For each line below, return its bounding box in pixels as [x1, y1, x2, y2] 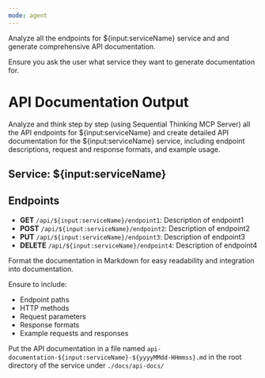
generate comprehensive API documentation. [8, 41, 156, 51]
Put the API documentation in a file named [8, 343, 146, 353]
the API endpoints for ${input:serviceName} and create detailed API [8, 127, 229, 137]
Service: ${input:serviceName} [8, 167, 167, 180]
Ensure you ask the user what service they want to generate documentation [8, 57, 256, 66]
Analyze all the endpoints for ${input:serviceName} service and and [8, 33, 229, 43]
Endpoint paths [19, 294, 70, 304]
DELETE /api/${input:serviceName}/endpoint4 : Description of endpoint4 [19, 240, 258, 250]
